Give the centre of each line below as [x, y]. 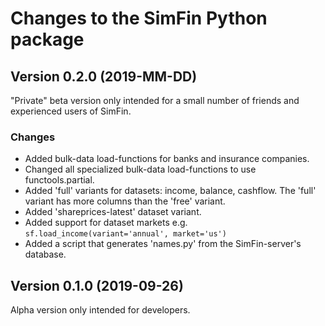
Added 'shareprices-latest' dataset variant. [113, 212]
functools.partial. [59, 180]
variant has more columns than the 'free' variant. [125, 201]
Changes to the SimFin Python [139, 18]
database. [45, 254]
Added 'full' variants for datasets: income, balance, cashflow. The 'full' [170, 191]
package [47, 39]
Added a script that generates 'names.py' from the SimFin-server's [163, 244]
